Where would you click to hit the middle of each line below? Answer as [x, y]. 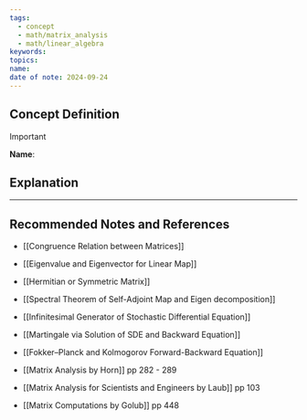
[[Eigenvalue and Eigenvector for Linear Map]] [110, 264]
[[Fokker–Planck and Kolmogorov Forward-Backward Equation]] [143, 352]
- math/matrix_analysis [63, 35]
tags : [20, 18]
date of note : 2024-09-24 [58, 78]
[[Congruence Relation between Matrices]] [103, 247]
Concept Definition [65, 115]
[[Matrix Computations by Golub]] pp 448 [101, 405]
